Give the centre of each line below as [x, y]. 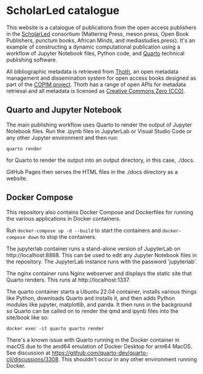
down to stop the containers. [62, 237]
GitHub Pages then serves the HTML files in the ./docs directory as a [92, 171]
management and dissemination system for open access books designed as [101, 78]
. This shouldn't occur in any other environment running [128, 359]
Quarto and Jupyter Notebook [64, 110]
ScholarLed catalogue [63, 11]
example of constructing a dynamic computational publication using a [93, 47]
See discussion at [28, 353]
